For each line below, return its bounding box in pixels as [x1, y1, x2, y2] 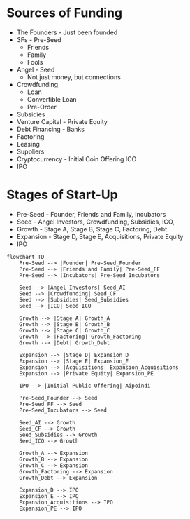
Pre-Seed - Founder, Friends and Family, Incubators [16, 210, 166, 218]
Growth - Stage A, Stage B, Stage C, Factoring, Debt [16, 224, 168, 233]
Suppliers [16, 147, 45, 156]
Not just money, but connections [27, 72, 122, 81]
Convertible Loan [27, 95, 78, 103]
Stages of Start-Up [6, 187, 118, 203]
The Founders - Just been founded [16, 28, 118, 36]
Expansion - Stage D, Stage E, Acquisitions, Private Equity [16, 232, 184, 241]
